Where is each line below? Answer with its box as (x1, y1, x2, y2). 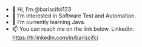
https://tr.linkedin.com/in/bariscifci (12, 34, 98, 41)
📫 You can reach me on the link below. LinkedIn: (12, 25, 135, 33)
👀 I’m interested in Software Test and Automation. (12, 12, 137, 19)
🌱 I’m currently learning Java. (12, 19, 86, 25)
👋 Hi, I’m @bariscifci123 (12, 6, 72, 13)
